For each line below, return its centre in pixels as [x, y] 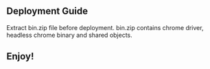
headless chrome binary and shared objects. [70, 35]
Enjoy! [20, 56]
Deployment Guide [47, 11]
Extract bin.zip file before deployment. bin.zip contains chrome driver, [105, 27]
